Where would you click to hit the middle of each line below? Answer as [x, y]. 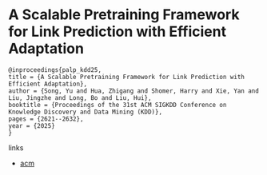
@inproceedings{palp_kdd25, [55, 70]
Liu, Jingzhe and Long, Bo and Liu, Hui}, [80, 97]
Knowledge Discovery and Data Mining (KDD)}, [85, 112]
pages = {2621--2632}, [46, 119]
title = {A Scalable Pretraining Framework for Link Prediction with [127, 77]
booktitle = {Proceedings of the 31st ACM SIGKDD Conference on [118, 105]
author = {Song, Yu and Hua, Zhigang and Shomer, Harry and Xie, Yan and [134, 91]
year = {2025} [32, 125]
